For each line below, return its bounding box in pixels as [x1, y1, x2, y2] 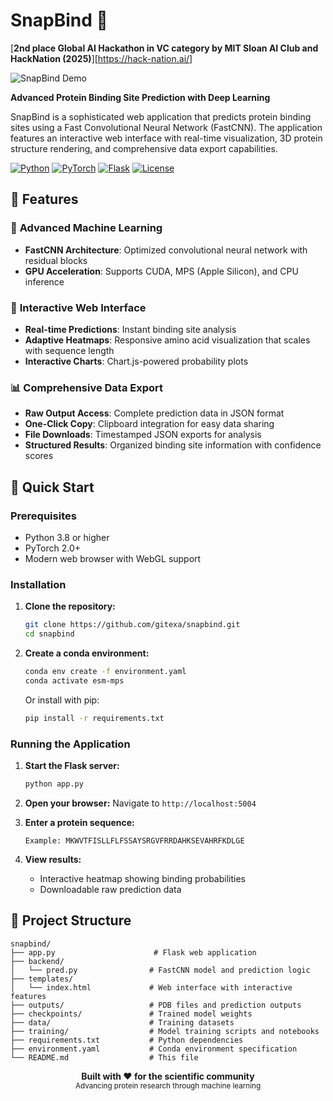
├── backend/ [10, 956, 65, 966]
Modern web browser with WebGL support [24, 552, 202, 564]
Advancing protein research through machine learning [74, 1080, 262, 1091]
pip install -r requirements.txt [24, 713, 165, 723]
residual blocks [24, 254, 88, 266]
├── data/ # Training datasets [10, 1017, 235, 1028]
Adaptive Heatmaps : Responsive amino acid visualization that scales [24, 334, 311, 346]
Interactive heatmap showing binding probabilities [39, 872, 246, 884]
